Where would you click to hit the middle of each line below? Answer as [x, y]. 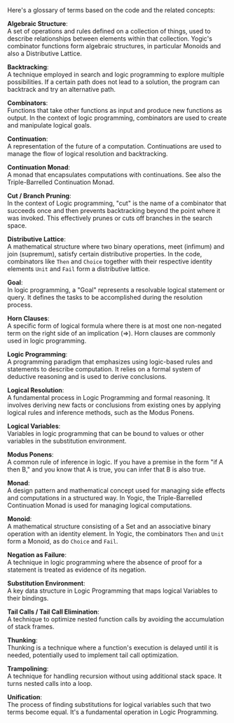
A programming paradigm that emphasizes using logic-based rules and [110, 361]
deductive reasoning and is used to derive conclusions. [87, 377]
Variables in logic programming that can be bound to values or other [106, 433]
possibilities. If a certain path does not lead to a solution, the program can [113, 82]
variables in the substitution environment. [67, 441]
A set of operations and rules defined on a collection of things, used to [109, 31]
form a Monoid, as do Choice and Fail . [63, 541]
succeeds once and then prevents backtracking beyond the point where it [114, 211]
